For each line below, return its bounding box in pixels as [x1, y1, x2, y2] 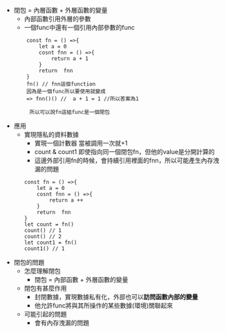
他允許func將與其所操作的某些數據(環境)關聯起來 [34, 301, 173, 310]
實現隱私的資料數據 [23, 131, 79, 138]
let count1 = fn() [23, 239, 77, 246]
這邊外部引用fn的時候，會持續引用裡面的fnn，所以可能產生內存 [34, 156, 214, 164]
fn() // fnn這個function [26, 81, 96, 88]
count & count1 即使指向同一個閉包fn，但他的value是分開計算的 [34, 148, 215, 155]
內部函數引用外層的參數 [23, 15, 91, 23]
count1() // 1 [23, 245, 65, 252]
